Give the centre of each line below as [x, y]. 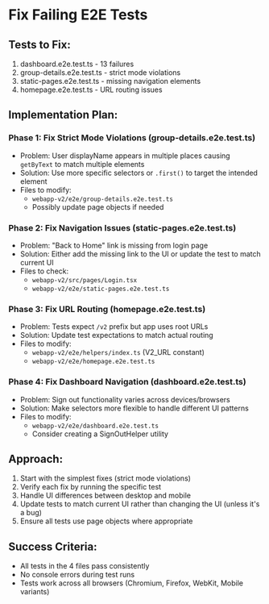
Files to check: [44, 271]
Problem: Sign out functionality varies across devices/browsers [125, 399]
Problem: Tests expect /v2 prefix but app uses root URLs [114, 327]
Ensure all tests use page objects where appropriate [106, 521]
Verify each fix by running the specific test [91, 487]
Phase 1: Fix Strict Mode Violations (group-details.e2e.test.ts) [132, 138]
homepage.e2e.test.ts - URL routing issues [91, 90]
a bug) [31, 513]
